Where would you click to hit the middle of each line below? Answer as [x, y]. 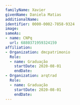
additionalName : [22, 19]
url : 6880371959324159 [33, 43]
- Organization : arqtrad [31, 76]
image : [12, 29]
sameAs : [13, 33]
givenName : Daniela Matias [33, 15]
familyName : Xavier [25, 10]
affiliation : [19, 47]
